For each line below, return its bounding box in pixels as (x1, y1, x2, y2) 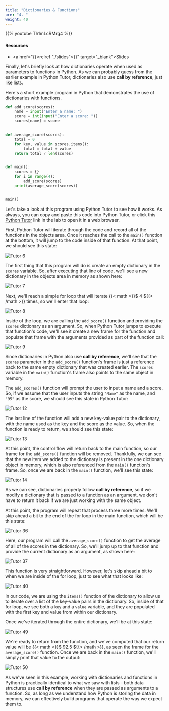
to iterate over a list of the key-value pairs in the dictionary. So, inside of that (5, 598, 164, 604)
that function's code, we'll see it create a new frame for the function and (5, 328, 155, 334)
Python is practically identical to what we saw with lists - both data (5, 679, 144, 686)
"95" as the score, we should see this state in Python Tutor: (5, 395, 129, 401)
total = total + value (23, 146, 71, 151)
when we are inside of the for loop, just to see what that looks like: (5, 573, 143, 579)
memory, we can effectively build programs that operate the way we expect (5, 695, 162, 701)
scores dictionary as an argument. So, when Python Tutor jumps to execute (5, 323, 161, 329)
